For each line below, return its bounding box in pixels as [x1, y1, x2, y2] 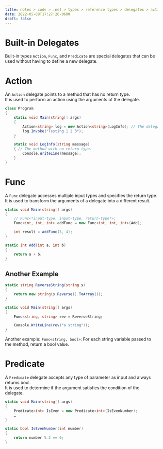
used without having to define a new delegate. [5, 58, 98, 64]
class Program [5, 106, 34, 111]
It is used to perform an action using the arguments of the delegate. [5, 97, 140, 103]
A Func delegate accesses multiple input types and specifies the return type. [5, 193, 158, 198]
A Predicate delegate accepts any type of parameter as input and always [5, 375, 151, 380]
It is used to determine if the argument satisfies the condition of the [5, 385, 140, 391]
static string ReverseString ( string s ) [5, 283, 86, 287]
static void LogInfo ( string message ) [14, 142, 90, 147]
